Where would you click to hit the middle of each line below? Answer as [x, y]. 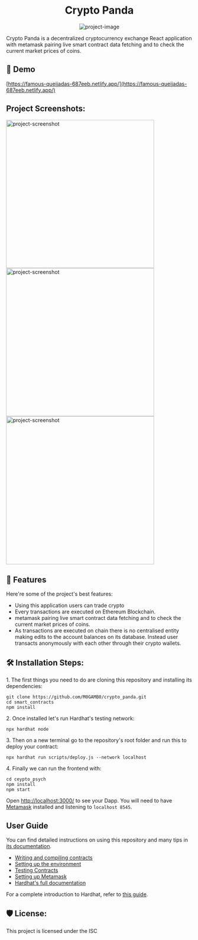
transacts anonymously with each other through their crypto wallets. [98, 643]
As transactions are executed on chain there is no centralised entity [97, 631]
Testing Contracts [36, 870]
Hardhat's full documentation [50, 883]
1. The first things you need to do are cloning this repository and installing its [99, 680]
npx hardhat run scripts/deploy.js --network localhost [76, 757]
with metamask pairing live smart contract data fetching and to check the [95, 44]
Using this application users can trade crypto [69, 606]
